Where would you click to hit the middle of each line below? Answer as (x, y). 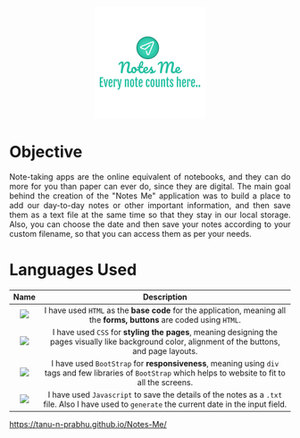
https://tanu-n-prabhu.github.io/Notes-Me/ (88, 424)
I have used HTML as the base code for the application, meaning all (165, 310)
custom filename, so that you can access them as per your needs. (130, 233)
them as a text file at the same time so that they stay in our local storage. (150, 215)
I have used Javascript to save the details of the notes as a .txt (165, 395)
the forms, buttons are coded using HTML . (165, 319)
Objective (46, 152)
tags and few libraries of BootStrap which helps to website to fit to (165, 373)
